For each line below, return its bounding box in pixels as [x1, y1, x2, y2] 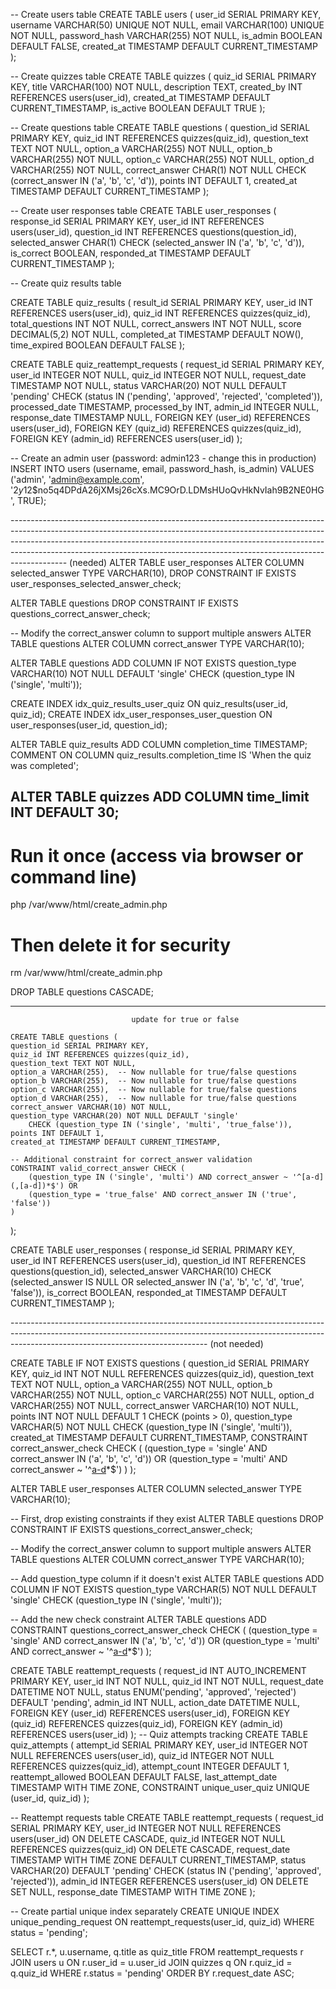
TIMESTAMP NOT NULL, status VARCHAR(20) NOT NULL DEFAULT [10, 380, 288, 391]
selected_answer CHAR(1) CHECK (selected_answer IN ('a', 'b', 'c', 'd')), [10, 237, 305, 248]
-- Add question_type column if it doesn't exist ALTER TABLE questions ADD [10, 1573, 325, 1585]
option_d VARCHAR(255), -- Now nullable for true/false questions [10, 1094, 298, 1104]
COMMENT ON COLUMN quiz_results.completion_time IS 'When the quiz [10, 749, 312, 761]
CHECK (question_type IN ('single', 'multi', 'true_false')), [28, 1120, 293, 1130]
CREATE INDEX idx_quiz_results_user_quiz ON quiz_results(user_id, [10, 698, 289, 709]
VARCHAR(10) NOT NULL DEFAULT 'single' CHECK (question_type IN [10, 668, 295, 679]
